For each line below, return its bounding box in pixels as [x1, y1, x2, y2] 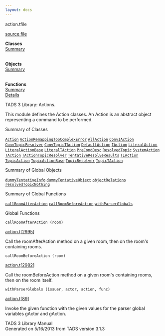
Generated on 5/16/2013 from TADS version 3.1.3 [5, 325, 105, 331]
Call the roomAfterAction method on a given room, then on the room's [5, 238, 149, 244]
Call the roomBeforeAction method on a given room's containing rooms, [5, 271, 153, 278]
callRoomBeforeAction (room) [5, 253, 66, 258]
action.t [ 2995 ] [5, 228, 35, 234]
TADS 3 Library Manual [5, 320, 53, 326]
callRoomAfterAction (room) [5, 220, 64, 225]
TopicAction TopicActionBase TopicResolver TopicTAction [5, 158, 123, 163]
